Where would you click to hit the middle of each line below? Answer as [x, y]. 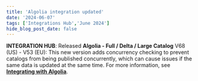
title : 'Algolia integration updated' [55, 12]
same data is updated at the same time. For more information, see [88, 65]
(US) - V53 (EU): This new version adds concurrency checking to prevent [98, 53]
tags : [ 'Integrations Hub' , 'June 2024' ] [58, 23]
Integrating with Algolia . [37, 72]
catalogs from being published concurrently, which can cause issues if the [99, 59]
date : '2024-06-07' [31, 18]
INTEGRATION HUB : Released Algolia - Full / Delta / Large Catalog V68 [96, 46]
